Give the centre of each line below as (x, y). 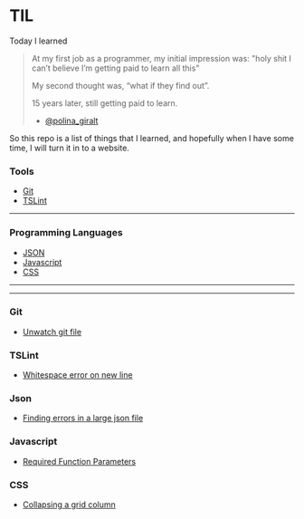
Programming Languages (66, 233)
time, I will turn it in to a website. (69, 148)
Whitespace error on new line (77, 375)
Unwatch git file (52, 332)
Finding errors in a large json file (83, 418)
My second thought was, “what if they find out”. (120, 85)
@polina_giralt (71, 120)
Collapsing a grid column (69, 505)
